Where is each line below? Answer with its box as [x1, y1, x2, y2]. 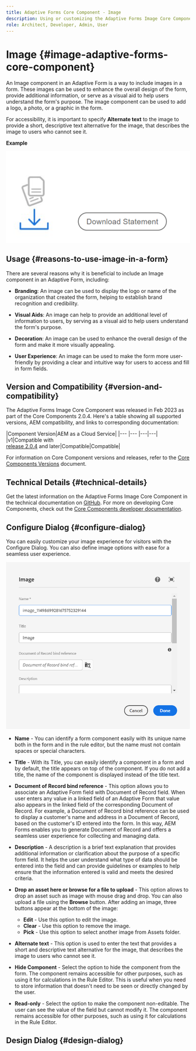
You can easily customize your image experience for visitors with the [6, 538, 171, 545]
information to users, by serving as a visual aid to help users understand [14, 317, 188, 325]
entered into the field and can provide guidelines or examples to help [14, 862, 180, 869]
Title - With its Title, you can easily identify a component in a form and [14, 759, 184, 766]
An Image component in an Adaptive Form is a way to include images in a [6, 80, 183, 87]
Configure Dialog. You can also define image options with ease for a [6, 544, 170, 551]
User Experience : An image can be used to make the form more [14, 352, 169, 360]
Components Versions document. [6, 460, 87, 468]
